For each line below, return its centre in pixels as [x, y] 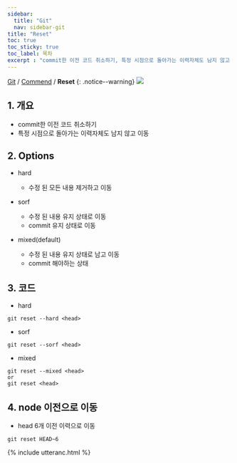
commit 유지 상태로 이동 [62, 226]
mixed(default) [39, 240]
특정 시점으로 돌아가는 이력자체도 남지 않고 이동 [83, 133]
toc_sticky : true [33, 47]
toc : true [22, 41]
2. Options [31, 156]
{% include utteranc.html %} [49, 452]
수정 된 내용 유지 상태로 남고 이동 [74, 254]
